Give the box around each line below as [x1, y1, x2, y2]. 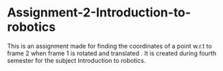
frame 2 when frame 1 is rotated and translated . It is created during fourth [7, 49, 217, 57]
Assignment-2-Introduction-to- [7, 5, 191, 20]
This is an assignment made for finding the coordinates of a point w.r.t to [7, 42, 213, 50]
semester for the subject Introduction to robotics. [7, 56, 146, 64]
